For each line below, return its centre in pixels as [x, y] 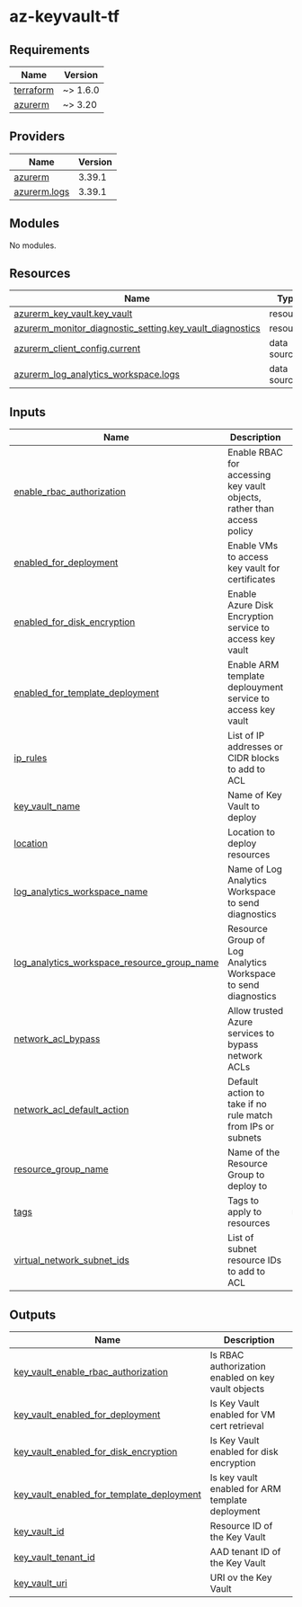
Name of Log [255, 869]
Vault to [244, 806]
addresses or [255, 747]
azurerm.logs [42, 191]
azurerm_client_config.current [77, 349]
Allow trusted [256, 1011]
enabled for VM [243, 1415]
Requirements [49, 50]
